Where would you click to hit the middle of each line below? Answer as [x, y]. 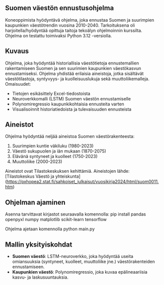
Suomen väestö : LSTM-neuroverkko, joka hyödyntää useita [73, 256]
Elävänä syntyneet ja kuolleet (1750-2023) [55, 157]
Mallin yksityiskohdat [39, 244]
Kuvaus [17, 51]
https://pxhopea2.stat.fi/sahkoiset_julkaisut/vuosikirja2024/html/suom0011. [83, 182]
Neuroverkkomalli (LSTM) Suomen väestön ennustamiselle [71, 98]
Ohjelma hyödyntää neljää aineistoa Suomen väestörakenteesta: [70, 136]
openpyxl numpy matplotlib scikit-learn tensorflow [56, 220]
